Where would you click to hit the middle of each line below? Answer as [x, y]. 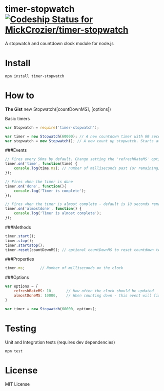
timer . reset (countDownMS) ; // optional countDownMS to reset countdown [79, 250]
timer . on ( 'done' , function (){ [36, 186]
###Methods [18, 227]
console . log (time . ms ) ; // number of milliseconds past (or [75, 168]
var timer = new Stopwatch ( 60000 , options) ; [51, 309]
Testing [21, 328]
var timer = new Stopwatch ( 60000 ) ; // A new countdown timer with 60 [77, 136]
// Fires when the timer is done [39, 182]
